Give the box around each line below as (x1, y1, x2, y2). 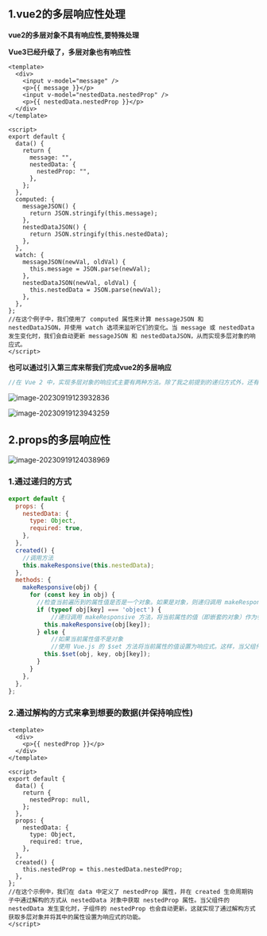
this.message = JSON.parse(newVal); (29, 265, 151, 273)
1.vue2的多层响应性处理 (8, 7, 126, 21)
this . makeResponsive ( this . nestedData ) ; (22, 561, 155, 569)
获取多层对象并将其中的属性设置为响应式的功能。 (8, 913, 145, 921)
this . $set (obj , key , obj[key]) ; (43, 650, 151, 658)
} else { (37, 628, 66, 636)
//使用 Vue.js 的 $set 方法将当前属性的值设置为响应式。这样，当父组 (50, 643, 256, 651)
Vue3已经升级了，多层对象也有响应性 (8, 47, 131, 57)
